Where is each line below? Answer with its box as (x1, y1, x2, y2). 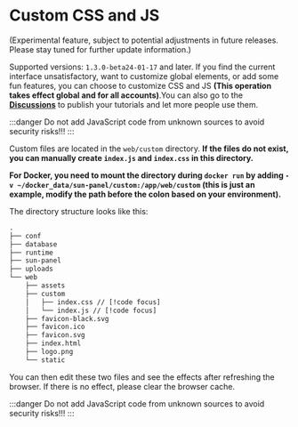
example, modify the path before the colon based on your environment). (9, 189, 282, 199)
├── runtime (9, 248, 53, 257)
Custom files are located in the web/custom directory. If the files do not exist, (9, 143, 289, 154)
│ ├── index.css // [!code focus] (25, 297, 162, 307)
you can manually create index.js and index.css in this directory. (9, 152, 254, 163)
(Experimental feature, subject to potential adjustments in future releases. (9, 35, 278, 45)
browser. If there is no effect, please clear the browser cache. (9, 381, 236, 391)
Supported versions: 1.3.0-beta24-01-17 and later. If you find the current (9, 61, 276, 72)
